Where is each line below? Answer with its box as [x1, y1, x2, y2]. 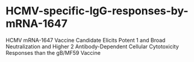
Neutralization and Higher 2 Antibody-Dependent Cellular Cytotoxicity [5, 43, 179, 50]
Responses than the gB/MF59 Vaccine [5, 49, 101, 56]
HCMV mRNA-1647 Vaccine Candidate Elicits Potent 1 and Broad [5, 36, 166, 44]
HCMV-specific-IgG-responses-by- [5, 4, 189, 18]
